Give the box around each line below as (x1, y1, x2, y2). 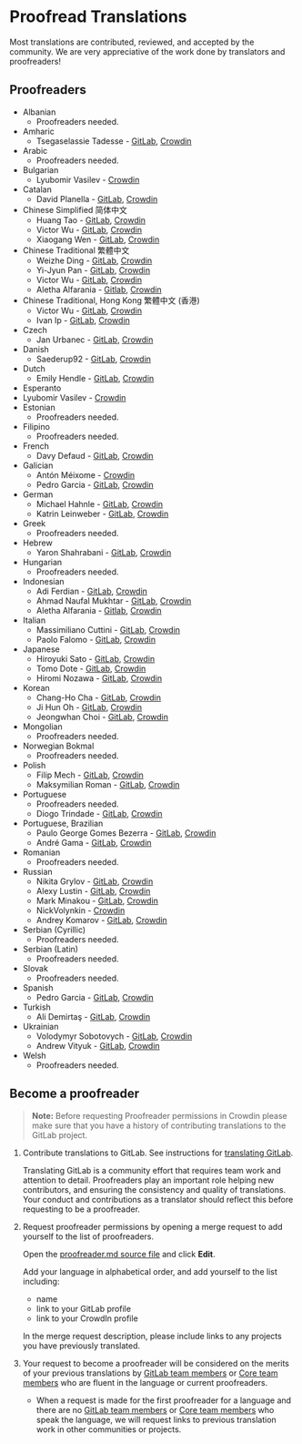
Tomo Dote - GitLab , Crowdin (35, 663, 146, 674)
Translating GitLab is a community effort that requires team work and (22, 1164, 281, 1175)
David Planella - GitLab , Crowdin (35, 193, 158, 204)
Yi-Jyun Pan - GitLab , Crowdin (35, 264, 151, 275)
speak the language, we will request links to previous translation (35, 1414, 277, 1425)
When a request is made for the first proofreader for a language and (35, 1395, 292, 1406)
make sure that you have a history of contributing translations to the (31, 1120, 287, 1131)
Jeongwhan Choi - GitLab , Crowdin (35, 711, 169, 722)
